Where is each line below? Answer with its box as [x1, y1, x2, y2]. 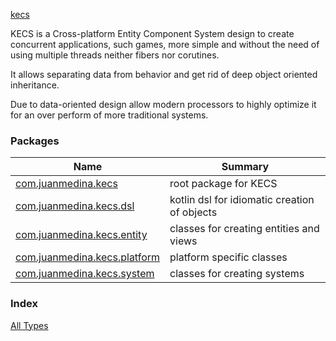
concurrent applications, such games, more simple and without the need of [10, 39, 320, 50]
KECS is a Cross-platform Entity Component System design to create [10, 28, 295, 39]
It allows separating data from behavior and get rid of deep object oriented [10, 69, 318, 80]
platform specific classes [169, 250, 288, 264]
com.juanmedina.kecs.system [15, 267, 155, 281]
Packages [10, 134, 60, 148]
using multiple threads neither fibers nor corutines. [10, 49, 220, 61]
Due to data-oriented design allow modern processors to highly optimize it [10, 99, 317, 110]
